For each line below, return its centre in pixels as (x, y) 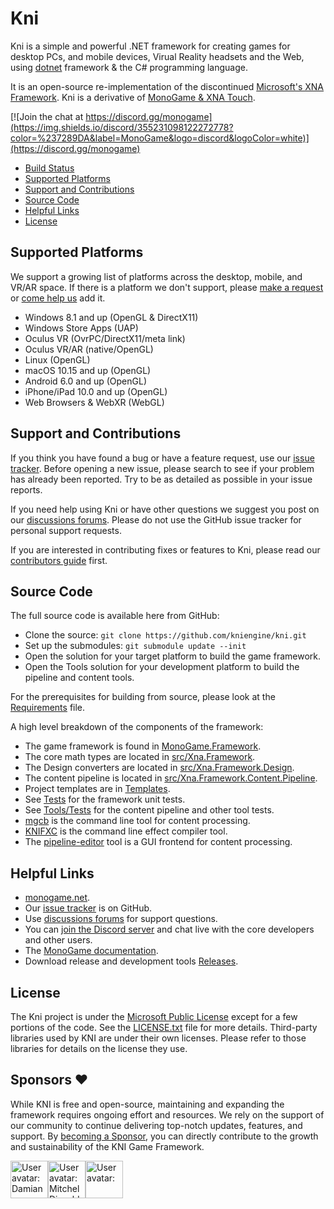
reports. (26, 489)
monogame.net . (57, 898)
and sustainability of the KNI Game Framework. (107, 1146)
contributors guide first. (59, 560)
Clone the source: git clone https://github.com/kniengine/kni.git (165, 635)
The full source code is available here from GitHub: (115, 616)
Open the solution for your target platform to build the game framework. (172, 656)
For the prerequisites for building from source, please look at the (143, 697)
